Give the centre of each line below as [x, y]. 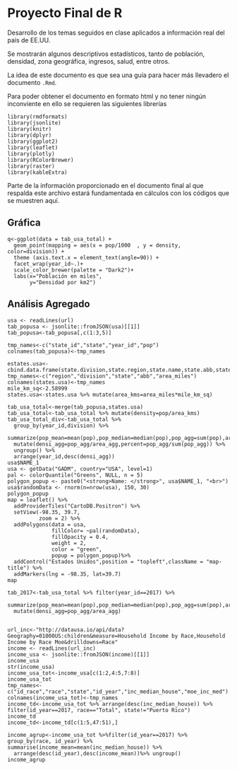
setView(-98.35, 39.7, [47, 512]
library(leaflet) [33, 147]
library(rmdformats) [38, 117]
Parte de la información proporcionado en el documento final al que [105, 185]
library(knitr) [30, 129]
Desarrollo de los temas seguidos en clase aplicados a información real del [116, 33]
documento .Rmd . [32, 82]
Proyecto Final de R [65, 13]
